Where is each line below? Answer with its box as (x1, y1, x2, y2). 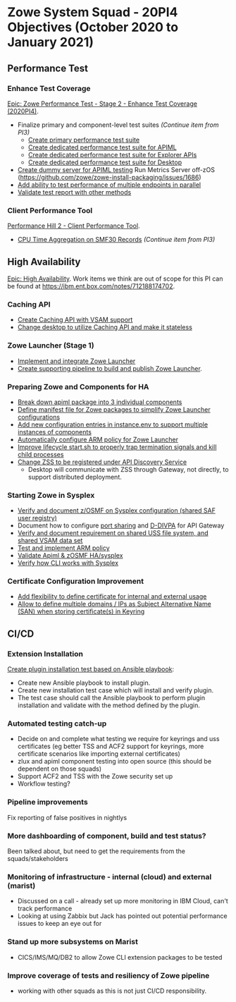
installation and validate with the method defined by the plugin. (17, 701, 201, 709)
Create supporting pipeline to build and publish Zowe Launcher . (17, 364, 202, 372)
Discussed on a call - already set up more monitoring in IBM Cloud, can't (17, 897, 229, 905)
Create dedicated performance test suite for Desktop (27, 158, 182, 166)
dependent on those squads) (17, 764, 102, 773)
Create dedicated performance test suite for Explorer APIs (27, 150, 197, 159)
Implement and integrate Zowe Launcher (17, 357, 136, 365)
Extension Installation (7, 649, 83, 659)
